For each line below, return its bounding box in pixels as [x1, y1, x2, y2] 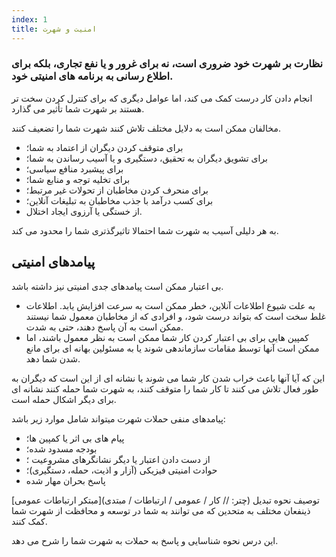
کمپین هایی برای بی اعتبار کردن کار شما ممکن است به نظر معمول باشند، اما [25, 331, 309, 343]
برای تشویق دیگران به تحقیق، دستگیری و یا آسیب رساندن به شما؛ [25, 152, 268, 164]
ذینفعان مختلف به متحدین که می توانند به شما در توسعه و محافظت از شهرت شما [11, 504, 311, 516]
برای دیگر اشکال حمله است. [11, 393, 117, 405]
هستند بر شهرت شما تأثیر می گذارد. [11, 102, 145, 115]
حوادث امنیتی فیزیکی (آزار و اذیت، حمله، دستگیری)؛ [25, 464, 218, 476]
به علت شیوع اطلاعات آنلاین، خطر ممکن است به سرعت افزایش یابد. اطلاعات [25, 299, 316, 311]
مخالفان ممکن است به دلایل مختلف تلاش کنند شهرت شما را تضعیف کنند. [11, 122, 281, 134]
